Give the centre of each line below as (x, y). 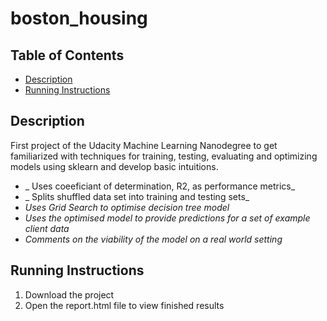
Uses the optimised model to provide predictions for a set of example (167, 218)
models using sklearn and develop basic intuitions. (114, 166)
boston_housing (79, 18)
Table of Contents (67, 55)
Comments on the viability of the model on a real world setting (153, 239)
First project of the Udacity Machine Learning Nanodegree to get (144, 145)
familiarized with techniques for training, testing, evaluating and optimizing (164, 156)
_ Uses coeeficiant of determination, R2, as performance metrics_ (160, 186)
